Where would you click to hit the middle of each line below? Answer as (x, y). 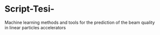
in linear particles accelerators (35, 27)
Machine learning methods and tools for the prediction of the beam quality (80, 22)
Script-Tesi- (29, 9)
